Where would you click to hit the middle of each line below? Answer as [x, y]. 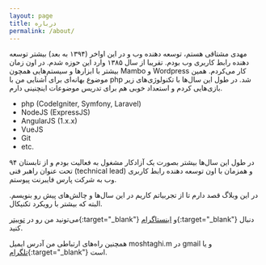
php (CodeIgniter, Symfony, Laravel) [81, 104]
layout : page [31, 16]
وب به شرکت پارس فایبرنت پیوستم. [63, 179]
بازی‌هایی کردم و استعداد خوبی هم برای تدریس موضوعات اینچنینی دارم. [116, 88]
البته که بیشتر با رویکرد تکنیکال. [56, 204]
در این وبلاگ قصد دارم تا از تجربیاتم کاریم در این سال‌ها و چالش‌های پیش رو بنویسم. [133, 196]
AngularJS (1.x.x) [49, 121]
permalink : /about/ [42, 31]
